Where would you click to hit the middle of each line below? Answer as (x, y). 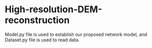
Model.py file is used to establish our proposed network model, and (76, 34)
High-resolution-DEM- (53, 9)
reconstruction (37, 20)
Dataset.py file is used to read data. (42, 40)
